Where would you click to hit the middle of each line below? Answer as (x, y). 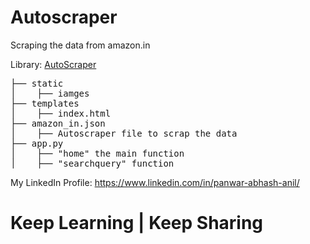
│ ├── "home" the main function (97, 153)
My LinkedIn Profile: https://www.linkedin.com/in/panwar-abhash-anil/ (155, 182)
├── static (37, 83)
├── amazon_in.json (58, 123)
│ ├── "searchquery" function (92, 163)
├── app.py (37, 143)
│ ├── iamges (50, 93)
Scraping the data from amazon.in (80, 45)
